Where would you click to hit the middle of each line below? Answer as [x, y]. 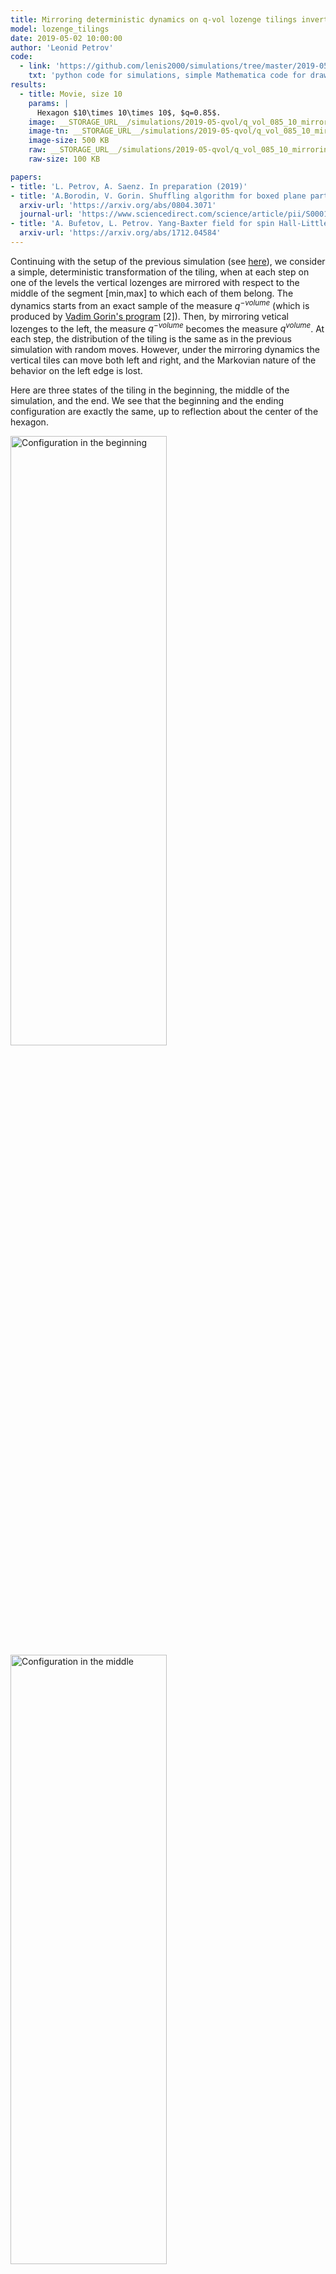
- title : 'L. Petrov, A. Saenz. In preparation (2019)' [129, 186]
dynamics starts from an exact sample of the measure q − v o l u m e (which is [160, 304]
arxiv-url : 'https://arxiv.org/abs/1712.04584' [120, 233]
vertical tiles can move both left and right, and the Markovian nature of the [163, 360]
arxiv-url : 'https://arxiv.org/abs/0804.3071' [118, 205]
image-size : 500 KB [69, 141]
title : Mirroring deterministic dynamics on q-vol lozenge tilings [154, 19]
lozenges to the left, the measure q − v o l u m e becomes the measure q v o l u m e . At [167, 328]
